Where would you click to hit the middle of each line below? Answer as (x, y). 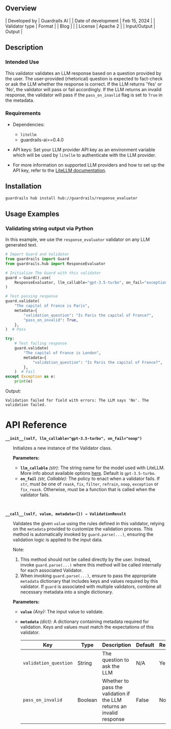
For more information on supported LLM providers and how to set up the (89, 165)
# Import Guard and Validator (37, 254)
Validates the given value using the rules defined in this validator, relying (88, 523)
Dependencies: (28, 124)
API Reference (36, 425)
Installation (23, 186)
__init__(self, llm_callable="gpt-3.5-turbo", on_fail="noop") (74, 438)
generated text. (21, 245)
